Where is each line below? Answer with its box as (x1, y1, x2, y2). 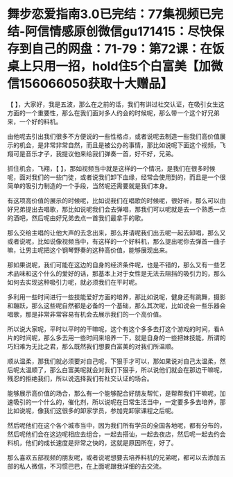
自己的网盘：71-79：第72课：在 (31, 41, 213, 57)
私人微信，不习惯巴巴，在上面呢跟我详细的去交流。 (19, 462, 165, 470)
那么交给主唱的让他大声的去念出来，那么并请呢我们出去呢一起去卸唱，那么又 (7, 228, 226, 237)
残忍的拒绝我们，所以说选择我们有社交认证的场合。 (7, 374, 153, 383)
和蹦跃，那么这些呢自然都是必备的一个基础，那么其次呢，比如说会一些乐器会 (7, 301, 226, 310)
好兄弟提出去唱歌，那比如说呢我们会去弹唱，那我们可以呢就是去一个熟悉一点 (7, 205, 226, 213)
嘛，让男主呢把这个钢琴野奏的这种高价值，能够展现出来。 (7, 246, 171, 254)
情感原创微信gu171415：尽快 (49, 24, 213, 40)
